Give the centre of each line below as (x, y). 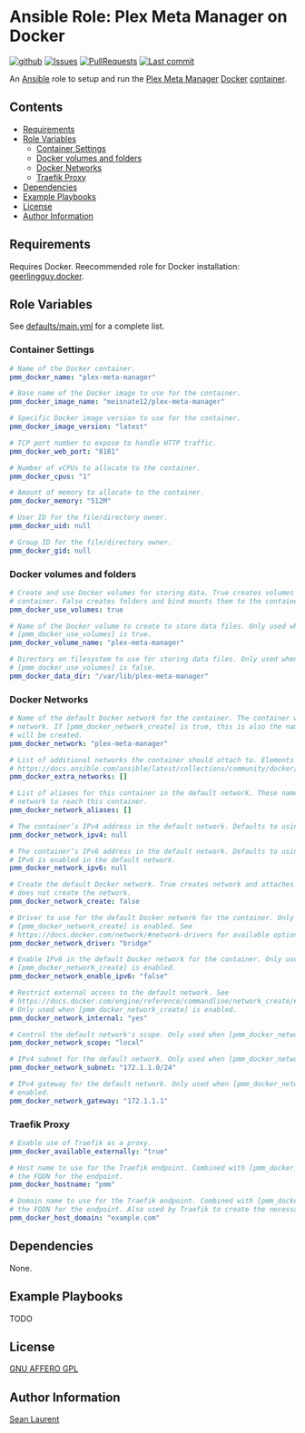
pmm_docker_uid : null (50, 526)
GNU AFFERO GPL (44, 1369)
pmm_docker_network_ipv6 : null (69, 869)
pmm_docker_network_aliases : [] (70, 810)
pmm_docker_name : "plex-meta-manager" (83, 377)
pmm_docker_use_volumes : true (67, 610)
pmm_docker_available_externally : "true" (89, 1151)
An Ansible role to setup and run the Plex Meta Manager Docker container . (148, 78)
